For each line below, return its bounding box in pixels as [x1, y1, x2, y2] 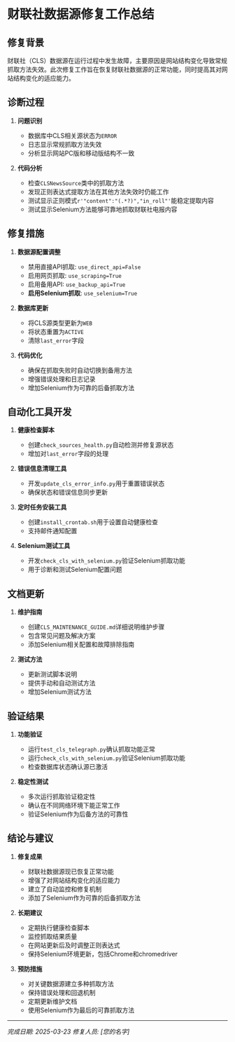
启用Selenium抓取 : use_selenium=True [27, 288, 138, 297]
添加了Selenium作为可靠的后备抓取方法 [27, 893, 141, 902]
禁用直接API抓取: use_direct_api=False [27, 262, 141, 271]
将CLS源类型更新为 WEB [27, 319, 93, 327]
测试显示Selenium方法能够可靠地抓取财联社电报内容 [27, 205, 178, 213]
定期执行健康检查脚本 [27, 923, 90, 932]
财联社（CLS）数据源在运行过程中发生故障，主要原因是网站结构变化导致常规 [7, 57, 228, 65]
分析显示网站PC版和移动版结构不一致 [27, 149, 135, 157]
